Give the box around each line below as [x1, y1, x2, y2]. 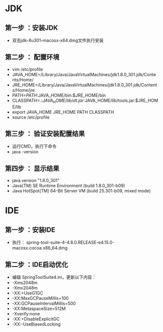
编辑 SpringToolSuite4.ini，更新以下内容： [12, 274, 96, 280]
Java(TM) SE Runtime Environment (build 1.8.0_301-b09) [12, 183, 126, 188]
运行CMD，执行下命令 [12, 144, 57, 149]
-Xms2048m [12, 280, 38, 286]
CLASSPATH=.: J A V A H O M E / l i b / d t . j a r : [12, 97, 85, 104]
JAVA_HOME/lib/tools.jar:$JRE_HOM [85, 97, 159, 103]
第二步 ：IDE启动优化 [5, 260, 68, 269]
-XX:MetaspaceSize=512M [12, 306, 66, 311]
